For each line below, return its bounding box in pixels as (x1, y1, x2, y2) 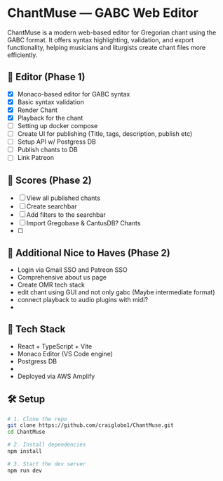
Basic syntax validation (17, 97, 84, 106)
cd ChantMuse (7, 428, 46, 436)
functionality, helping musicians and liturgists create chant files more (7, 43, 206, 51)
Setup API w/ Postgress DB (17, 137, 96, 146)
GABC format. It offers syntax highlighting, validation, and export (7, 35, 194, 44)
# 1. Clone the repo (7, 416, 68, 423)
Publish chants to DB (17, 146, 79, 154)
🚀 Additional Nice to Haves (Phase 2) (7, 246, 170, 258)
